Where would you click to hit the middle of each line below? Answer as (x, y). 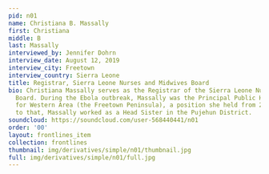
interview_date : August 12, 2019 (64, 61)
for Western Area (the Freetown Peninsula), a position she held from (136, 105)
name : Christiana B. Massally (59, 23)
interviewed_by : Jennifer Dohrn (62, 53)
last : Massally (34, 46)
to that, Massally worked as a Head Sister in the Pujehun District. (134, 113)
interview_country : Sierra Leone (64, 75)
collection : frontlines (48, 142)
